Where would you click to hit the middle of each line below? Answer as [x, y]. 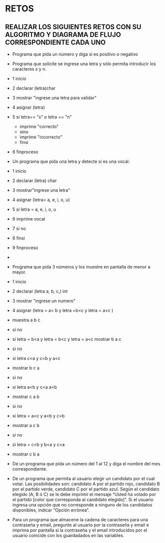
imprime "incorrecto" [41, 137]
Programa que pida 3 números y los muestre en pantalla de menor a [81, 267]
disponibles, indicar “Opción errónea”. [51, 510]
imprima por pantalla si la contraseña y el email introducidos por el [80, 530]
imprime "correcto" [39, 126]
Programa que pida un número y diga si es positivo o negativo [75, 54]
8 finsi [19, 238]
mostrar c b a [26, 454]
